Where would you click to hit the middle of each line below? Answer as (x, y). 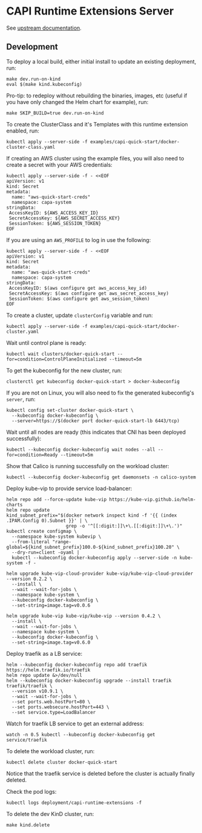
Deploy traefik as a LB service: (44, 653)
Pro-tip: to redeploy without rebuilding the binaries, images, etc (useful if (97, 96)
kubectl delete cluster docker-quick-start (62, 762)
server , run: (21, 399)
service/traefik (27, 740)
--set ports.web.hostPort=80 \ (51, 702)
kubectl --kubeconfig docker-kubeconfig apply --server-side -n (94, 558)
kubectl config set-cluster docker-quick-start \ (70, 410)
